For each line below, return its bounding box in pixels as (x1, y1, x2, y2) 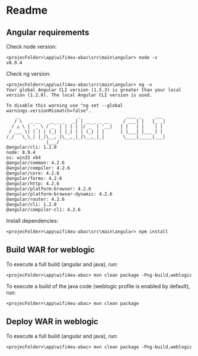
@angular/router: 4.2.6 (6, 196, 65, 202)
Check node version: (6, 43, 58, 50)
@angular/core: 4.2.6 (6, 170, 60, 176)
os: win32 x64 (6, 155, 41, 161)
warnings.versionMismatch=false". (6, 108, 92, 114)
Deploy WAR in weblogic (6, 317, 99, 327)
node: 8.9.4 (6, 149, 36, 155)
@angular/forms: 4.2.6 (6, 176, 62, 182)
